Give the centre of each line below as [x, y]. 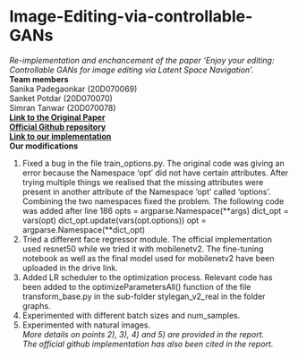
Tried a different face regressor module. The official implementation [147, 239]
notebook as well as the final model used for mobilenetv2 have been [148, 258]
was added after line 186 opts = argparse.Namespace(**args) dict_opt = [155, 210]
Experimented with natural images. [86, 325]
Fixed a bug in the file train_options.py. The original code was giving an [153, 163]
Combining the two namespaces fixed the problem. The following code [153, 201]
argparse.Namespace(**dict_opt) [84, 229]
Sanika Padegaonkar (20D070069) [73, 89]
